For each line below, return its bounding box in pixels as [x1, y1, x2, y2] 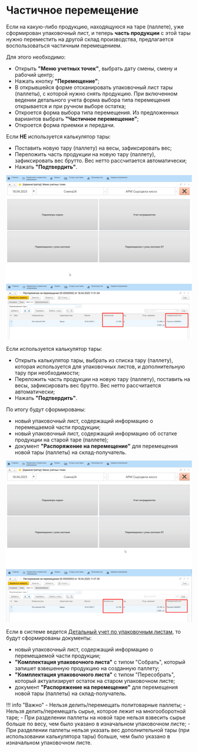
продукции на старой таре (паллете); [14, 436, 109, 443]
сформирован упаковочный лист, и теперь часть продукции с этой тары [6, 29, 191, 36]
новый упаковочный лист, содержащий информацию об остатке [14, 430, 177, 437]
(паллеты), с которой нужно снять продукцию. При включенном [14, 90, 178, 97]
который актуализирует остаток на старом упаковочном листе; [14, 677, 176, 685]
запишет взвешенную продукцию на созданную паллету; [14, 665, 160, 672]
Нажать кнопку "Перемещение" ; [14, 78, 100, 85]
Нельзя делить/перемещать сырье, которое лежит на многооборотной [6, 708, 186, 715]
